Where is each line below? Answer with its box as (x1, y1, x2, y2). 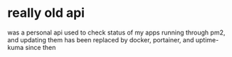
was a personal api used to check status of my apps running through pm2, (7, 28, 226, 37)
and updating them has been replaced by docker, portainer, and (7, 35, 194, 44)
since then (25, 43, 56, 51)
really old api (7, 5, 85, 21)
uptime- (195, 35, 219, 44)
